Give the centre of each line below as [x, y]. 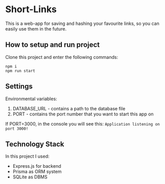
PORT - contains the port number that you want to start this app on [83, 114]
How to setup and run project [53, 45]
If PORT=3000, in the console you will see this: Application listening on [82, 124]
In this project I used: [27, 157]
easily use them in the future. [36, 28]
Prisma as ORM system [37, 172]
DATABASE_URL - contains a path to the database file [69, 108]
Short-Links [31, 9]
